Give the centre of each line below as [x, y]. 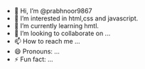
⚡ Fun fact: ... [33, 59]
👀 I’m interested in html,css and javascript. [76, 18]
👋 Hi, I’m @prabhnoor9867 [53, 11]
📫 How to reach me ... [47, 41]
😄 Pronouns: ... [37, 51]
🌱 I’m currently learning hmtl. [57, 26]
